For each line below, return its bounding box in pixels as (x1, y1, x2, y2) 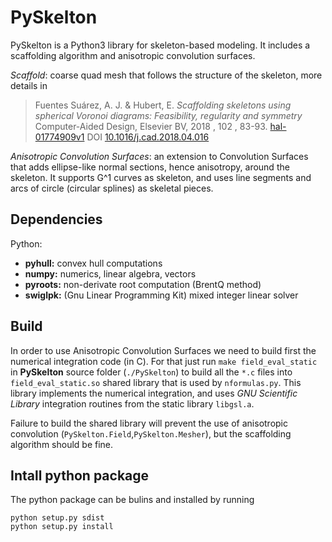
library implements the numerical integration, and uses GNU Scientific (10, 387, 298, 399)
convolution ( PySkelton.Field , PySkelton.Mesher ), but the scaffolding (10, 427, 292, 440)
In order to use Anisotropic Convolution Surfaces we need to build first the (10, 344, 317, 356)
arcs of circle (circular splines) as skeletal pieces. (10, 182, 214, 194)
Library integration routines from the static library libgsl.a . (10, 397, 255, 410)
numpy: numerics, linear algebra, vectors (24, 267, 197, 280)
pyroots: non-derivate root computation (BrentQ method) (24, 278, 262, 290)
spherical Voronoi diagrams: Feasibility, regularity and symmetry (34, 109, 303, 121)
